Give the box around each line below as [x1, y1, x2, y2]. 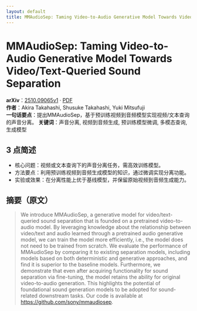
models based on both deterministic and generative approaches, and [20, 255, 188, 262]
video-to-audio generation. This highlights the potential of [20, 280, 161, 287]
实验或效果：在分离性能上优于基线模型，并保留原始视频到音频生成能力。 [14, 177, 189, 184]
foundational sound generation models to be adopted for [20, 286, 158, 293]
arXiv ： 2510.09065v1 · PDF [6, 97, 73, 104]
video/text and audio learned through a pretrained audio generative [20, 230, 184, 237]
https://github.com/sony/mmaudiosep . [20, 299, 113, 306]
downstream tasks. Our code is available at [39, 292, 143, 299]
